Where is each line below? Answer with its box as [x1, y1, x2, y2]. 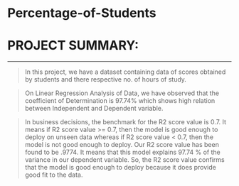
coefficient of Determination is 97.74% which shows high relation [24, 97, 216, 105]
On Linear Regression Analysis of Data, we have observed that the [24, 89, 219, 97]
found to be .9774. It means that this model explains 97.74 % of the [24, 148, 221, 157]
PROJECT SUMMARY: [7, 38, 139, 54]
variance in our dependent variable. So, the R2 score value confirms [24, 155, 225, 164]
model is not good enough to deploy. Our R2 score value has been [24, 141, 219, 149]
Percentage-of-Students [7, 5, 156, 21]
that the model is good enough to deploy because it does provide [24, 163, 217, 172]
